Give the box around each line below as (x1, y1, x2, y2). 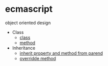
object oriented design (5, 20, 51, 26)
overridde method (19, 55, 56, 61)
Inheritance (12, 45, 36, 51)
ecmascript (5, 3, 53, 15)
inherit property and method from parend (19, 50, 103, 56)
